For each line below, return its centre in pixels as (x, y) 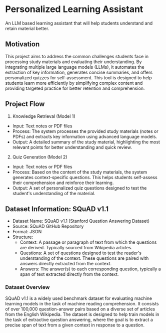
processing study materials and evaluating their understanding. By (73, 62)
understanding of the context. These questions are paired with (84, 258)
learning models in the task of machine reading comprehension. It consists (82, 303)
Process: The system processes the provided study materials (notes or (85, 131)
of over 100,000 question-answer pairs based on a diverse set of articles (80, 309)
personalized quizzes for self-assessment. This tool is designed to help (78, 77)
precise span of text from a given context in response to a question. (75, 325)
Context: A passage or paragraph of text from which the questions (88, 242)
